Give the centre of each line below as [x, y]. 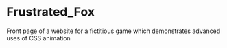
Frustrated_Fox [51, 12]
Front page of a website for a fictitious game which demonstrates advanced [113, 31]
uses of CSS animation [39, 38]
